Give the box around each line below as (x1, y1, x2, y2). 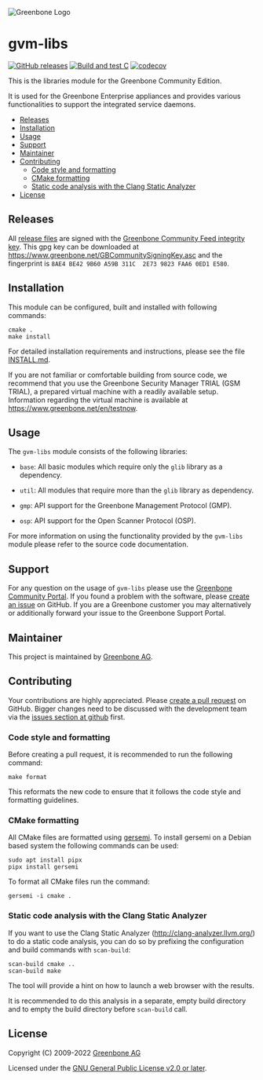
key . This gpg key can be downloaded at (8, 242, 140, 251)
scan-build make (8, 967, 61, 975)
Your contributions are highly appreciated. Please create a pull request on (8, 695, 247, 705)
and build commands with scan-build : (8, 945, 131, 954)
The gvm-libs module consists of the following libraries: (8, 447, 188, 456)
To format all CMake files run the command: (8, 877, 151, 887)
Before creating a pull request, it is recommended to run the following (8, 750, 233, 760)
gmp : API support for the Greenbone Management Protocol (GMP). (19, 501, 232, 511)
